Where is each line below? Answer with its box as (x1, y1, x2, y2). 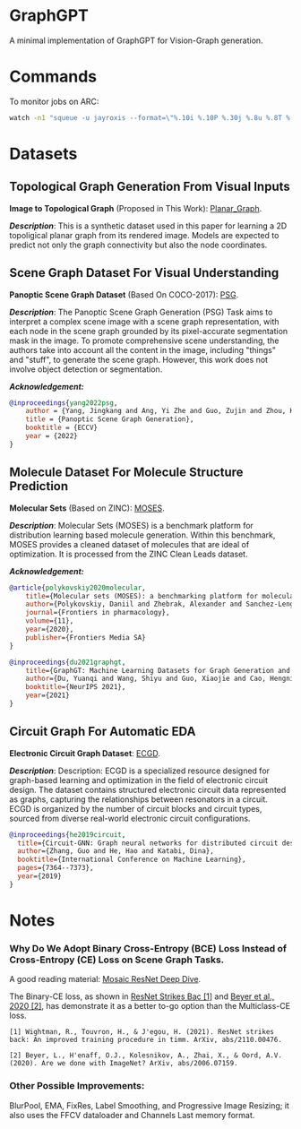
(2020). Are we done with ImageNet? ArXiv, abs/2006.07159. (9, 1059, 239, 1068)
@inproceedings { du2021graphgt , (9, 658, 126, 667)
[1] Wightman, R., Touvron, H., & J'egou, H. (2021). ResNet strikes (9, 1028, 275, 1037)
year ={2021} (25, 691, 70, 700)
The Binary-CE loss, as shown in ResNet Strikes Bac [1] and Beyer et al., (9, 991, 275, 1002)
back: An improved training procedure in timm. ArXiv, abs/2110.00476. (9, 1036, 282, 1045)
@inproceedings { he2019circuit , (9, 830, 126, 839)
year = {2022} (25, 432, 78, 441)
